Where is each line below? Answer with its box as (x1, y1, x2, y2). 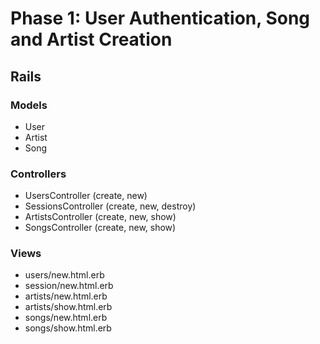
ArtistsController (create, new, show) (24, 211, 177, 223)
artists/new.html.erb (24, 290, 108, 302)
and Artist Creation (10, 28, 173, 51)
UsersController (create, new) (24, 190, 148, 202)
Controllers (10, 167, 67, 181)
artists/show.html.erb (24, 301, 113, 313)
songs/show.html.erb (24, 322, 112, 334)
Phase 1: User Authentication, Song (10, 7, 311, 30)
